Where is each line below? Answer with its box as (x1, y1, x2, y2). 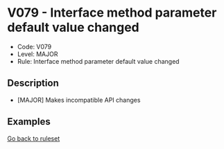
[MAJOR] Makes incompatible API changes (17, 96, 141, 104)
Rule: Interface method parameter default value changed (17, 57, 180, 65)
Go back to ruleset (7, 134, 60, 143)
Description (7, 78, 59, 89)
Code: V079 (17, 42, 52, 51)
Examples (7, 116, 51, 128)
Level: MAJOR (17, 50, 58, 58)
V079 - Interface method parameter (7, 5, 217, 21)
